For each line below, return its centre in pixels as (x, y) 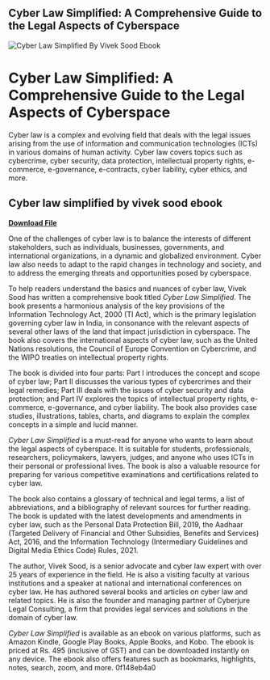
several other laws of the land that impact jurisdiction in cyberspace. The (129, 332)
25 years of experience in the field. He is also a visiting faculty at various (129, 574)
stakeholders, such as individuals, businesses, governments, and (116, 247)
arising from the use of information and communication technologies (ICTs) (133, 143)
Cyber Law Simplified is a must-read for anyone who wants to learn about (131, 440)
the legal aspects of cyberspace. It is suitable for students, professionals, (130, 449)
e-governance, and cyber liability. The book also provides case (153, 407)
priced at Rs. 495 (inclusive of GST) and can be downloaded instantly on (129, 650)
